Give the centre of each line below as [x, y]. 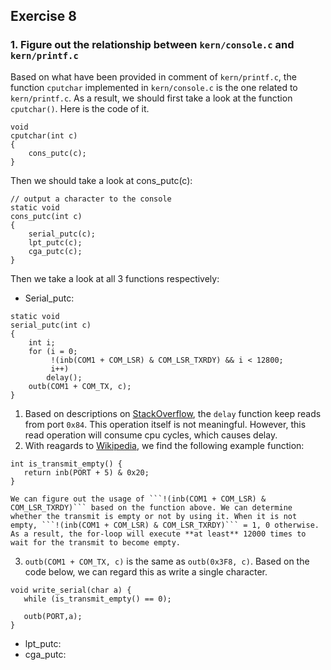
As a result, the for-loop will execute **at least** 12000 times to [158, 534]
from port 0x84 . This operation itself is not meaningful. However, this [165, 424]
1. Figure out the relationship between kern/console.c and [152, 45]
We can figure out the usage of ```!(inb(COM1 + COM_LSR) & [138, 499]
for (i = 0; [53, 351]
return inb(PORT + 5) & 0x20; [86, 472]
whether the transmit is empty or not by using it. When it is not [154, 516]
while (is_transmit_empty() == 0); [97, 599]
